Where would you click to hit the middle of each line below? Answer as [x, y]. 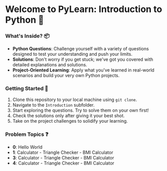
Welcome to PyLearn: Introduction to [84, 9]
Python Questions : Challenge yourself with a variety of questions [81, 49]
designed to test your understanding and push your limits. [72, 54]
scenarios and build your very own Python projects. [66, 75]
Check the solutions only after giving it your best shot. [68, 115]
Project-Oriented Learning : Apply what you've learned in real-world [83, 70]
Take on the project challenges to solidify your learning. [70, 121]
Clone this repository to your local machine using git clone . [75, 100]
